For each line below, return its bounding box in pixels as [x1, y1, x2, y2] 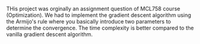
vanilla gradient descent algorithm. [6, 31, 93, 38]
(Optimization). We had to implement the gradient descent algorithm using [6, 11, 192, 19]
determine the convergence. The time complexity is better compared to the [6, 24, 194, 31]
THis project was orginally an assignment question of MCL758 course [6, 5, 181, 12]
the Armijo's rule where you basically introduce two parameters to [6, 18, 172, 25]
